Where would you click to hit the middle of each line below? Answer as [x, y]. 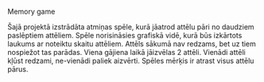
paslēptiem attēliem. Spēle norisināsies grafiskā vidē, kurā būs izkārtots [125, 35]
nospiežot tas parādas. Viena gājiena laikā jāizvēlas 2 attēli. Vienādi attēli [126, 52]
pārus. [18, 69]
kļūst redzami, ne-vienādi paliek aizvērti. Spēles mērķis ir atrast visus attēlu [131, 61]
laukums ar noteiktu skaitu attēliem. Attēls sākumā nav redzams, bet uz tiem [132, 44]
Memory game [31, 12]
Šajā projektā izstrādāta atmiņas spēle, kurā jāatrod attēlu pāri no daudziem [131, 27]
